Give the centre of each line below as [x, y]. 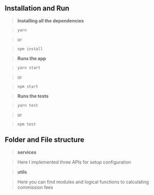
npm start [28, 86]
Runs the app [32, 58]
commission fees [35, 187]
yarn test [28, 105]
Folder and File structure [45, 140]
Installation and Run [37, 8]
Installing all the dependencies [50, 20]
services [27, 152]
